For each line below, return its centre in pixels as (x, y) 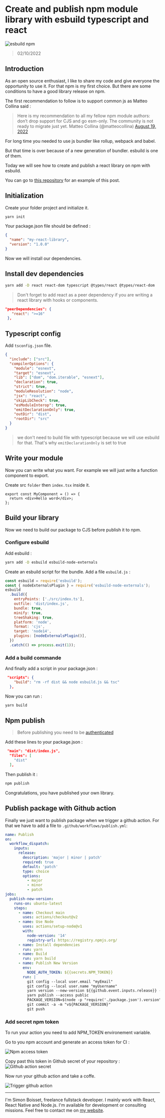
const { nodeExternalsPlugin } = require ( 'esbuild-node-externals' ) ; (78, 585)
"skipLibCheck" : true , (37, 400)
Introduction (25, 69)
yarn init (15, 217)
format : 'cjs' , (29, 627)
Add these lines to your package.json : (44, 742)
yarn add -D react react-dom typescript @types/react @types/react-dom (80, 285)
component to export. (27, 475)
